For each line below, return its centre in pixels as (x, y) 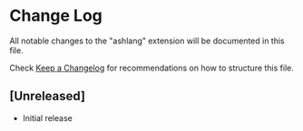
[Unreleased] (48, 96)
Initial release (47, 117)
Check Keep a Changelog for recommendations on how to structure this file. (152, 68)
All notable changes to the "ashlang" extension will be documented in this (147, 41)
